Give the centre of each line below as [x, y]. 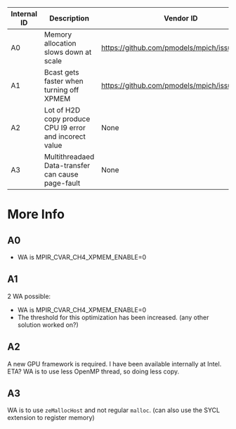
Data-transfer [67, 166]
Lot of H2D [62, 110]
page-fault [62, 183]
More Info [36, 214]
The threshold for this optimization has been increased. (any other [113, 317]
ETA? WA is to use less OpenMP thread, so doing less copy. [93, 371]
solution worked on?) [48, 325]
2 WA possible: [29, 296]
